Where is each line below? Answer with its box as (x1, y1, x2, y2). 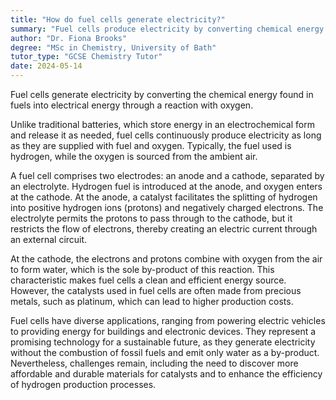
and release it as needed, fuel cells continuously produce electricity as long (10, 129, 322, 141)
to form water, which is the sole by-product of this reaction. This (10, 264, 275, 275)
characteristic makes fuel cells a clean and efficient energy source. (10, 274, 287, 286)
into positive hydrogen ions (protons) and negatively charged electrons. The (10, 202, 324, 213)
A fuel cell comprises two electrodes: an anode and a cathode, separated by (10, 170, 325, 181)
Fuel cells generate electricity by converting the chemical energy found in (10, 89, 314, 100)
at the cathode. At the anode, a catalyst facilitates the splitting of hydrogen (10, 191, 318, 203)
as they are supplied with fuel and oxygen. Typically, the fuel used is (10, 140, 292, 151)
